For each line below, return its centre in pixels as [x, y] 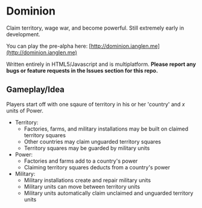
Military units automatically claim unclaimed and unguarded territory [109, 193]
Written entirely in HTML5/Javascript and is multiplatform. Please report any [101, 64]
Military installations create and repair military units [87, 180]
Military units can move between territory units [82, 186]
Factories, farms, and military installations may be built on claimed [106, 129]
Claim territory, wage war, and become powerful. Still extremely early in [95, 28]
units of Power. [25, 111]
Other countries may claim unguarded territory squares [93, 141]
